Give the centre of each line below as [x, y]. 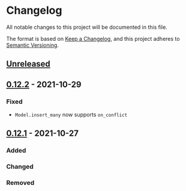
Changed [20, 167]
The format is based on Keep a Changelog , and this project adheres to [93, 38]
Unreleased [28, 64]
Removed [20, 183]
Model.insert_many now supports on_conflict [71, 115]
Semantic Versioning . [32, 45]
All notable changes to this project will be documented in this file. [87, 27]
